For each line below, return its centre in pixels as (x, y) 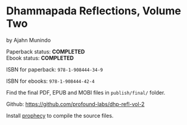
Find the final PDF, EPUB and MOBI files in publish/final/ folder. (86, 92)
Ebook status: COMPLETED (40, 58)
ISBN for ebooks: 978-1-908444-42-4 (51, 81)
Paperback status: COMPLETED (46, 51)
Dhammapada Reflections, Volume (94, 11)
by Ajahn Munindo (29, 40)
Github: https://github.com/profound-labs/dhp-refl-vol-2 (75, 104)
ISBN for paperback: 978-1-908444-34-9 (54, 69)
